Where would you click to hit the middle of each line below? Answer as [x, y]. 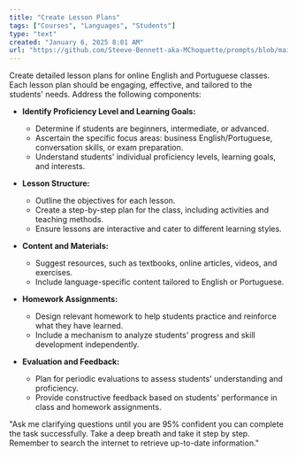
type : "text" [33, 34]
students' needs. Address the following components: [105, 95]
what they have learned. [79, 326]
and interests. [60, 167]
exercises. [54, 273]
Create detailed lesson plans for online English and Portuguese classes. [140, 75]
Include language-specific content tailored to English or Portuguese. [160, 282]
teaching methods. [69, 220]
